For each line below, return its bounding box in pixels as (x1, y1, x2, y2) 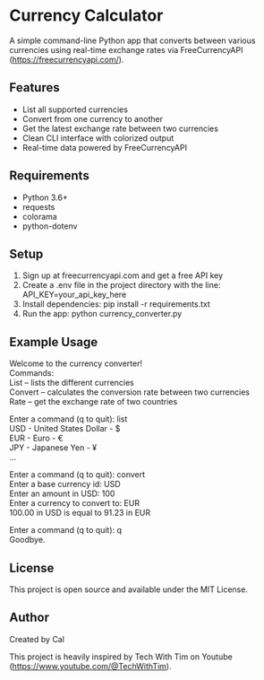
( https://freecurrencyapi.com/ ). (9, 54, 124, 65)
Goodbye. (9, 535, 46, 545)
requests (21, 201, 55, 212)
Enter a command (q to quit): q (9, 525, 123, 536)
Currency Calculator (9, 5, 164, 26)
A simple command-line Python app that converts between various (9, 35, 256, 46)
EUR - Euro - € (9, 432, 64, 444)
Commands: (9, 368, 55, 379)
